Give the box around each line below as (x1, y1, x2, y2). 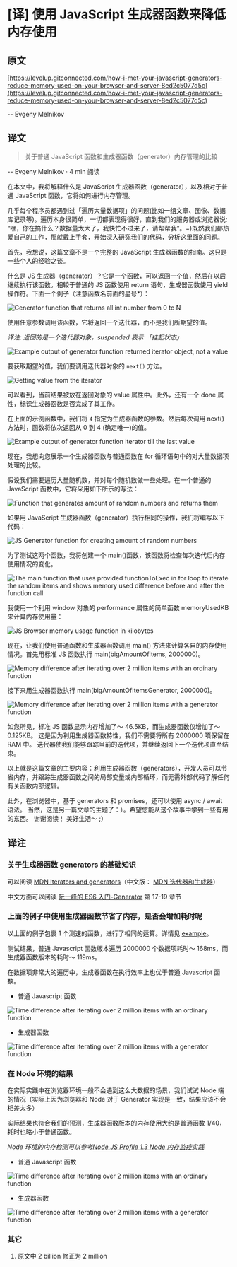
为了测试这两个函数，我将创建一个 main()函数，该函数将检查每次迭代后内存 (7, 551, 226, 559)
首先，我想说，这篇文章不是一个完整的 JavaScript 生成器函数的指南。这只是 (7, 247, 228, 256)
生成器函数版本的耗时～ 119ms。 (7, 952, 101, 962)
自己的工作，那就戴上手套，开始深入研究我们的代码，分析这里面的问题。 (13, 233, 224, 241)
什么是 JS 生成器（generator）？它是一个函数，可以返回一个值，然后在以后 (7, 271, 226, 280)
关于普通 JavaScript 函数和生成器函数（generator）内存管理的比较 (24, 152, 218, 160)
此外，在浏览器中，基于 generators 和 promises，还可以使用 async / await (7, 796, 223, 805)
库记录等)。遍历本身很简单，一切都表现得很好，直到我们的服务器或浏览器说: (7, 215, 228, 223)
